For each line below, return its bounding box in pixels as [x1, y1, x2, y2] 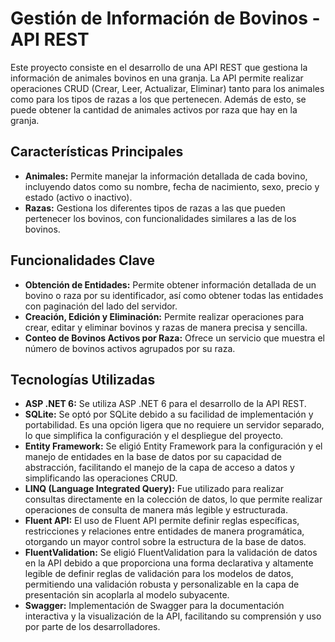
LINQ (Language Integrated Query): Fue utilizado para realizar [24, 483, 285, 495]
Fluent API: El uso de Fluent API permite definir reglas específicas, [24, 515, 300, 527]
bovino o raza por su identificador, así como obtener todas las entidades [24, 289, 324, 301]
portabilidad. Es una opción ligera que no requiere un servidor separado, [24, 419, 325, 431]
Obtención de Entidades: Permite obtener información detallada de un [24, 278, 317, 291]
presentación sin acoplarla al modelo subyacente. [24, 589, 230, 601]
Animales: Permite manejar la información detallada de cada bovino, [24, 170, 308, 182]
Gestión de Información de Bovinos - [10, 7, 321, 30]
